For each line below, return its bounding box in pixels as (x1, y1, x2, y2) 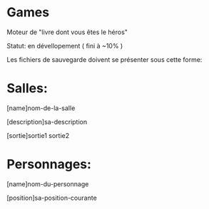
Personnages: (6, 156, 92, 173)
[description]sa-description (6, 117, 88, 126)
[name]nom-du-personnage (6, 179, 89, 188)
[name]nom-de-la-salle (6, 104, 76, 112)
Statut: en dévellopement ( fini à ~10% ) (6, 41, 123, 50)
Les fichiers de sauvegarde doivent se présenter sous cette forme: (6, 55, 203, 64)
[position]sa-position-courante (6, 193, 97, 202)
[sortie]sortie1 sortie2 (6, 131, 69, 139)
